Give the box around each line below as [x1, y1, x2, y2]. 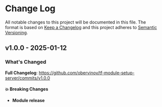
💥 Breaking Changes [5, 86, 49, 92]
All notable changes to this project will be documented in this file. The [5, 19, 146, 25]
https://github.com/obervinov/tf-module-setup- [38, 70, 135, 76]
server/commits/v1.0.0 [5, 75, 51, 81]
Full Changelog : [5, 70, 38, 76]
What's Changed [5, 58, 47, 65]
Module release [12, 97, 45, 103]
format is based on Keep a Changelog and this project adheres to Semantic [5, 24, 157, 30]
